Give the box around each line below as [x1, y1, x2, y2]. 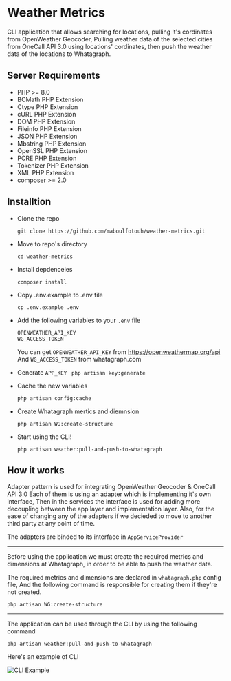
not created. [7, 588, 42, 596]
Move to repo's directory [16, 239, 87, 248]
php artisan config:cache [16, 395, 91, 402]
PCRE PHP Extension [16, 154, 77, 162]
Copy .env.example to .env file [16, 290, 103, 299]
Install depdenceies [16, 265, 73, 273]
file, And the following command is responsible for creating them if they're [7, 581, 218, 589]
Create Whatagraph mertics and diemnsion [16, 407, 140, 415]
